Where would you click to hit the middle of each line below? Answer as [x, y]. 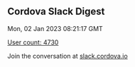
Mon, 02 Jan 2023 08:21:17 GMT [55, 28]
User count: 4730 [33, 42]
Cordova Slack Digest [56, 12]
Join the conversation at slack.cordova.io [67, 56]
